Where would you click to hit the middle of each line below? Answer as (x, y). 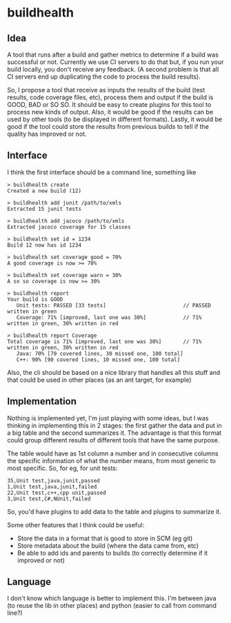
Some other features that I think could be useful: (76, 524)
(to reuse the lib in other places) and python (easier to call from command (112, 606)
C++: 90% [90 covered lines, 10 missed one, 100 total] (98, 360)
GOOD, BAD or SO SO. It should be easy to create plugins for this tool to (109, 104)
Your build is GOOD (35, 299)
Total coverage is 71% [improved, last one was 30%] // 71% (104, 341)
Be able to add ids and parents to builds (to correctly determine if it (112, 553)
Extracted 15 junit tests (44, 209)
